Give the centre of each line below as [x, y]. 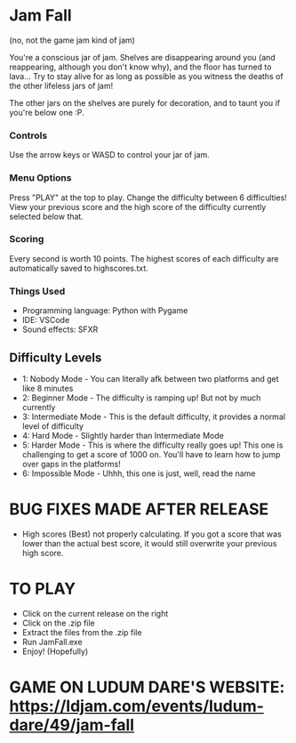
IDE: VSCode [46, 320]
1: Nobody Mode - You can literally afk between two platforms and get [150, 378]
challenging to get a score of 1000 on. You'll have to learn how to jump [151, 454]
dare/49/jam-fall [72, 725]
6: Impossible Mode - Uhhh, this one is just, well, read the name [139, 473]
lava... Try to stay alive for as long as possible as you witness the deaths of [146, 76]
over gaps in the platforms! [72, 464]
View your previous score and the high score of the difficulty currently [138, 206]
